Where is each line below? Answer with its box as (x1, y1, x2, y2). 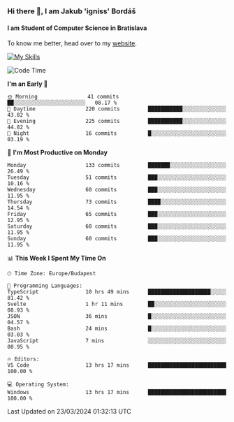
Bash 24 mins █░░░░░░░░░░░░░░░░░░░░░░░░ (7, 325, 227, 333)
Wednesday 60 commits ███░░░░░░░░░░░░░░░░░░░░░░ (7, 187, 227, 194)
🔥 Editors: (7, 356, 40, 363)
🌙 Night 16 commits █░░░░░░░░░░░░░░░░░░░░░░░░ (7, 130, 227, 137)
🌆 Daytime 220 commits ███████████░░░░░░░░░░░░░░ (7, 105, 227, 112)
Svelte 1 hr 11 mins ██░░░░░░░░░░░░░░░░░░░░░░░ (7, 300, 227, 308)
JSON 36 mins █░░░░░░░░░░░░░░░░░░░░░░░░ (7, 313, 227, 320)
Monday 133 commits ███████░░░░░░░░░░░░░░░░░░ (7, 162, 227, 169)
